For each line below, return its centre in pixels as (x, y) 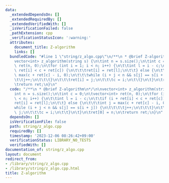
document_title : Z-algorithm (45, 47)
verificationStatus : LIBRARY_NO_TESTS (51, 140)
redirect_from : (21, 159)
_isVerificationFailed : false (41, 29)
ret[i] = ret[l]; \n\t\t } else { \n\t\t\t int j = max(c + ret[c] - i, (88, 103)
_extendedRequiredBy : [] (36, 19)
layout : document (23, 154)
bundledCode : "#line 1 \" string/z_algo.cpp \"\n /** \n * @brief (76, 56)
